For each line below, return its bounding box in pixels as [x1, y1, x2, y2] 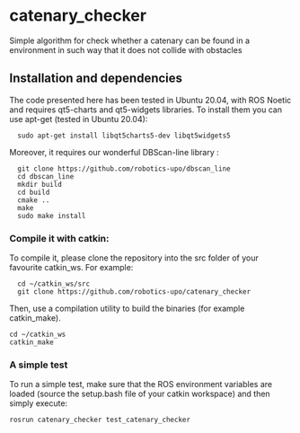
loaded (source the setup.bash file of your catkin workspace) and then [9, 388, 271, 400]
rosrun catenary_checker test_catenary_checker [9, 415, 191, 425]
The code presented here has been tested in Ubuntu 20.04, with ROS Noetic [9, 94, 292, 105]
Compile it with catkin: [9, 232, 110, 244]
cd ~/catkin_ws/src [17, 279, 91, 288]
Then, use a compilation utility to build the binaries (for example [9, 303, 245, 314]
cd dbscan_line [17, 172, 75, 181]
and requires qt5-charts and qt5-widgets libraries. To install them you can [9, 104, 283, 115]
